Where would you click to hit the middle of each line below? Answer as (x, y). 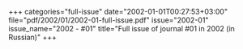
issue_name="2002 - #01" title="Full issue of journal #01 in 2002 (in (122, 29)
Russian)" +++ (32, 37)
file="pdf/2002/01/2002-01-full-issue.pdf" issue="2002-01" (109, 20)
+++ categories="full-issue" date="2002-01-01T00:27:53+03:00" (118, 12)
